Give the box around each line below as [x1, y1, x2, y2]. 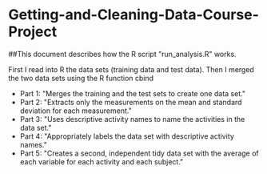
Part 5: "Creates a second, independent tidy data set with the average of [19, 148, 260, 158]
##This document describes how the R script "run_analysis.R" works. [8, 49, 237, 59]
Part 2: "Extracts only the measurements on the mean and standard [19, 97, 242, 107]
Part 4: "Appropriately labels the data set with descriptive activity [19, 131, 234, 141]
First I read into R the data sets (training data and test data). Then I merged [8, 64, 254, 74]
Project [8, 22, 58, 41]
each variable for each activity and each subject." [19, 156, 184, 166]
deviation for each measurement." [19, 106, 132, 115]
